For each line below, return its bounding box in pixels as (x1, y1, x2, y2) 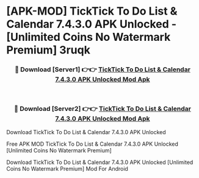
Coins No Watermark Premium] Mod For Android (6, 165, 128, 172)
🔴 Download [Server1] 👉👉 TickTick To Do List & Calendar (14, 65, 191, 74)
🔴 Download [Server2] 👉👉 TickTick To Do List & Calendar (14, 105, 191, 113)
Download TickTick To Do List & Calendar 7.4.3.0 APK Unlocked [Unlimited (6, 158, 194, 166)
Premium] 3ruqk (6, 43, 90, 57)
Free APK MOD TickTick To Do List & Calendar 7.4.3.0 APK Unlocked (6, 140, 179, 148)
